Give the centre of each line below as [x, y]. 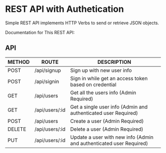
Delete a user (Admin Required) [106, 129]
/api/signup [48, 70]
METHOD [19, 62]
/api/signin [47, 81]
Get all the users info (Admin [103, 93]
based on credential [93, 84]
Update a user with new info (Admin [112, 137]
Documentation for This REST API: [40, 32]
